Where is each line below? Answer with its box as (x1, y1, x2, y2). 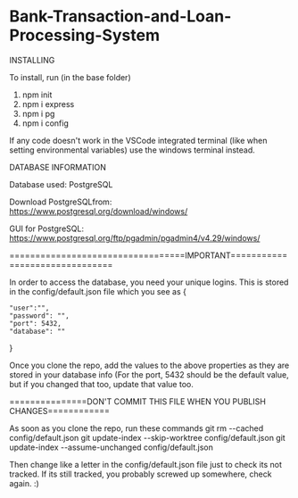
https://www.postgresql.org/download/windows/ (9, 205, 188, 216)
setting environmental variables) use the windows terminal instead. (9, 145, 256, 155)
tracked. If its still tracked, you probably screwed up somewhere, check (9, 469, 272, 479)
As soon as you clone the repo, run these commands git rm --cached (9, 422, 264, 434)
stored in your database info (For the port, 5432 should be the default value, (9, 369, 289, 380)
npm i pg (21, 108, 55, 119)
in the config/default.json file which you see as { (9, 286, 187, 296)
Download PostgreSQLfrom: (9, 196, 112, 207)
